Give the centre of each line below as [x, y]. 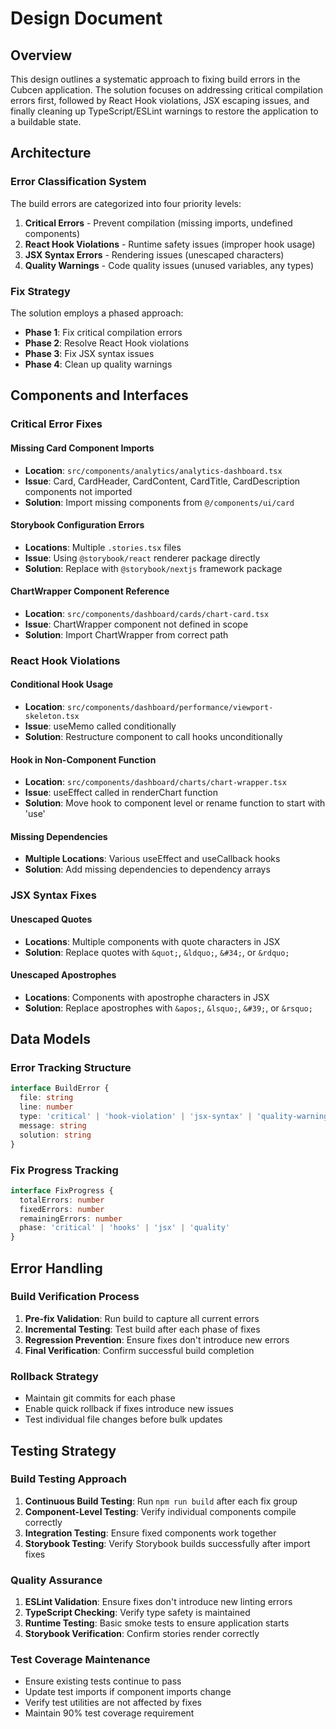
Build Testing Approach [69, 1479]
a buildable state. [46, 121]
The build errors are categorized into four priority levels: [126, 203]
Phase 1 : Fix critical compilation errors [103, 332]
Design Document [86, 18]
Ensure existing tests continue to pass [103, 1681]
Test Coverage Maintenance [80, 1660]
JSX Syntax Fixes [53, 895]
